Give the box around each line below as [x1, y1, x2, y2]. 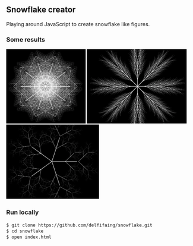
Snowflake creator [6, 5, 76, 15]
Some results [6, 35, 46, 43]
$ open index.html [6, 234, 52, 240]
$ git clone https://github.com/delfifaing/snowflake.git [6, 222, 153, 228]
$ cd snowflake [6, 228, 44, 234]
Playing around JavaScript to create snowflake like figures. [6, 20, 150, 27]
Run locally [6, 208, 39, 216]
